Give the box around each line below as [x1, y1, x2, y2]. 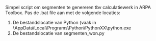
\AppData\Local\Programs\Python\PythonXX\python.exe [12, 25, 132, 31]
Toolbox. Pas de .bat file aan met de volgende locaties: [5, 10, 121, 16]
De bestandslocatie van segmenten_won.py [12, 30, 105, 36]
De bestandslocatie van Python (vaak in [12, 20, 96, 25]
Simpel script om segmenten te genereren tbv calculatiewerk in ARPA [5, 5, 151, 10]
